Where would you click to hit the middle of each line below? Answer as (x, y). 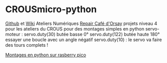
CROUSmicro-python (51, 9)
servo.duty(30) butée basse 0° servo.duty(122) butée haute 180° (92, 34)
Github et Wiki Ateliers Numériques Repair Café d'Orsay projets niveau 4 (81, 23)
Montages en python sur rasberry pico (46, 55)
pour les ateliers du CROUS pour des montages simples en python (75, 28)
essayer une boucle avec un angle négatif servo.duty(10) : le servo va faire (83, 40)
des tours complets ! (27, 45)
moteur (13, 34)
